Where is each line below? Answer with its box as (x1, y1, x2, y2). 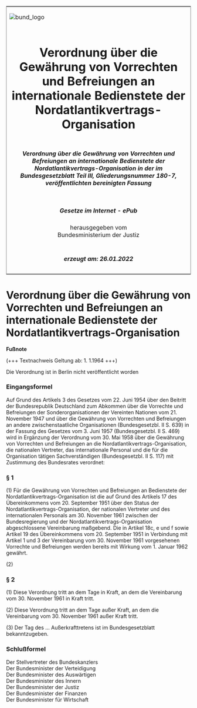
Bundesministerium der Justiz (57, 231, 140, 239)
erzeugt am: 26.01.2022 (63, 254, 134, 262)
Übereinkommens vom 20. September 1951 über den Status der (6, 500, 159, 507)
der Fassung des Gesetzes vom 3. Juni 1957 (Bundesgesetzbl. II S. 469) (6, 427, 180, 434)
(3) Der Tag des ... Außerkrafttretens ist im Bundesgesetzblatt (6, 624, 155, 631)
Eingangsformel (6, 383, 53, 391)
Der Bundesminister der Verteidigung (6, 664, 96, 672)
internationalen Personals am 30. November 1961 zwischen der (6, 512, 158, 519)
